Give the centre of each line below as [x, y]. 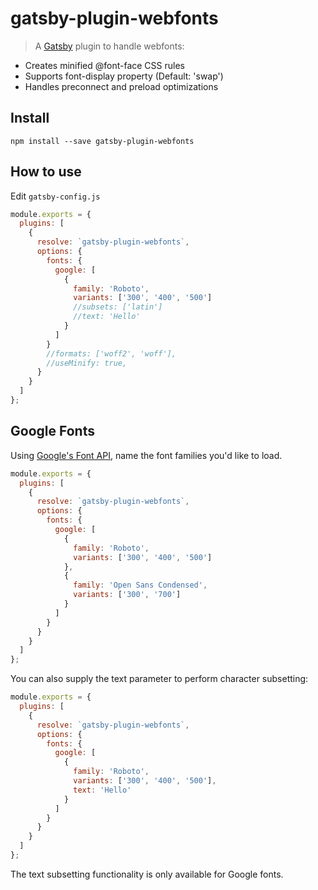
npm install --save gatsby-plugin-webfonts [102, 141]
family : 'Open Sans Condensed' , [140, 585]
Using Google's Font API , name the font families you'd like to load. [146, 455]
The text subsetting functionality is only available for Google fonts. [147, 874]
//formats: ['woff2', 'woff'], [111, 353]
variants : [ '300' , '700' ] [127, 595]
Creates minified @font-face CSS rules [104, 65]
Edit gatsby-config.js [55, 196]
